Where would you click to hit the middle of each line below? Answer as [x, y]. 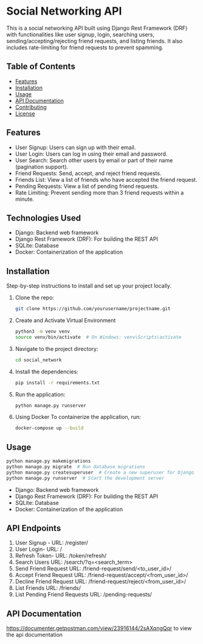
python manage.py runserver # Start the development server [85, 478]
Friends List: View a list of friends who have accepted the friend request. [106, 179]
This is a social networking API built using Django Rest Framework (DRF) [97, 28]
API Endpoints [34, 528]
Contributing [31, 107]
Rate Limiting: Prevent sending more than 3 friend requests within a [99, 192]
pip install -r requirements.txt [57, 383]
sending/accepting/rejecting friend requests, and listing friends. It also [95, 41]
